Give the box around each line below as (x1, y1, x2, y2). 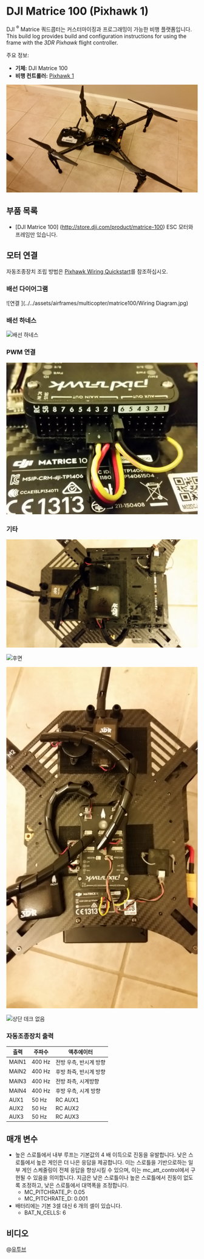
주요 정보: (6, 51, 29, 59)
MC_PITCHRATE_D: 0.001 (24, 1195, 88, 1202)
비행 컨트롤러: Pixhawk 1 (15, 72, 74, 79)
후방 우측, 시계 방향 (55, 1087, 101, 1094)
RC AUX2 (55, 1104, 80, 1112)
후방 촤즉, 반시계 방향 (55, 1068, 106, 1075)
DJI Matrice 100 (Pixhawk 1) (6, 4, 149, 18)
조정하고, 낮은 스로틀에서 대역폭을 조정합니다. (21, 1182, 129, 1189)
